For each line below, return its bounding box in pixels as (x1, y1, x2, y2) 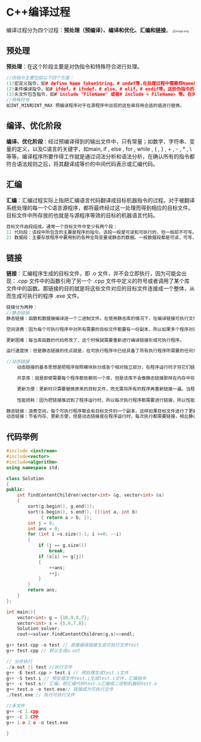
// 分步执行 (6, 658, 33, 665)
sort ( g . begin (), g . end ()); (28, 503, 95, 509)
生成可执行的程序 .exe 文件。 (11, 292, 83, 300)
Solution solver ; (17, 626, 60, 632)
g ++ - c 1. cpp (6, 708, 39, 714)
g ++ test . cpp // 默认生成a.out (6, 648, 81, 654)
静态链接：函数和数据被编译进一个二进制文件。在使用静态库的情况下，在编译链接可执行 (6, 316, 189, 322)
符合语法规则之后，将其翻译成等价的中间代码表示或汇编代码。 (6, 160, 159, 167)
